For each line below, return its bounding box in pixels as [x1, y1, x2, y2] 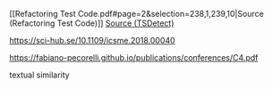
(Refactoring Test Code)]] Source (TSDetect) [9, 18, 175, 28]
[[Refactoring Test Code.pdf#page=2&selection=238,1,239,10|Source [9, 9, 264, 19]
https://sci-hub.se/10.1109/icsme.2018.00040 [9, 36, 176, 45]
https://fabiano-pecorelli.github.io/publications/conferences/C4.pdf [9, 53, 259, 62]
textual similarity [9, 69, 70, 80]
